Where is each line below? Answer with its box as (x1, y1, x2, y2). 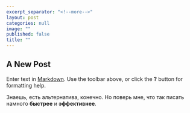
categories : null (6, 20, 50, 26)
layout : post (6, 15, 39, 21)
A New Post (6, 59, 51, 69)
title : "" (6, 37, 31, 43)
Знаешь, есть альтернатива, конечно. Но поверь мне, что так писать (6, 93, 185, 100)
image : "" (6, 25, 31, 32)
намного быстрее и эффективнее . (6, 100, 97, 107)
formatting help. (6, 82, 46, 89)
